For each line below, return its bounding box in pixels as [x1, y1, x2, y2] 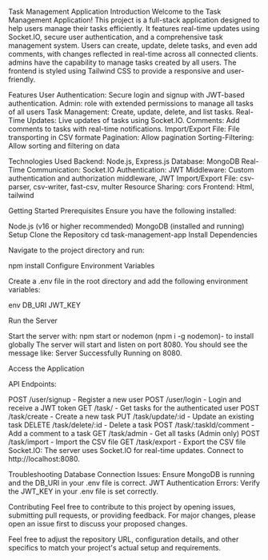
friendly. [8, 75, 36, 84]
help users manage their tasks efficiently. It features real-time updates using [8, 24, 260, 33]
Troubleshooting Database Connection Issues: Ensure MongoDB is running [8, 470, 255, 479]
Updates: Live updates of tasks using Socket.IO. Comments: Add [26, 116, 240, 125]
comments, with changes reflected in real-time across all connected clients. [8, 50, 258, 58]
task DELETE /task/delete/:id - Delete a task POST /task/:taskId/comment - [8, 420, 254, 430]
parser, [8, 182, 32, 191]
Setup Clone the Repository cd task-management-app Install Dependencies [8, 230, 258, 239]
